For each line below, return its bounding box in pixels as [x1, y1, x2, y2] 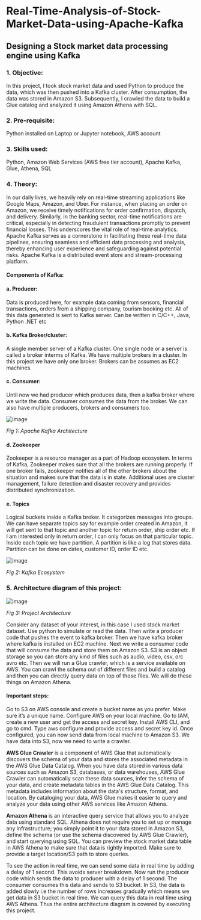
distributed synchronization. [6, 486, 76, 494]
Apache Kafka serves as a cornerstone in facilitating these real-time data [6, 232, 187, 239]
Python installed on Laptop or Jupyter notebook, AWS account [6, 130, 161, 137]
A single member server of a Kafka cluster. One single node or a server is [6, 345, 188, 352]
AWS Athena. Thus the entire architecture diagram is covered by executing [6, 900, 191, 907]
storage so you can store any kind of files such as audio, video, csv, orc [6, 653, 184, 660]
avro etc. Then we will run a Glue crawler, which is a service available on [6, 659, 186, 666]
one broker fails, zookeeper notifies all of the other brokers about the [6, 468, 177, 475]
